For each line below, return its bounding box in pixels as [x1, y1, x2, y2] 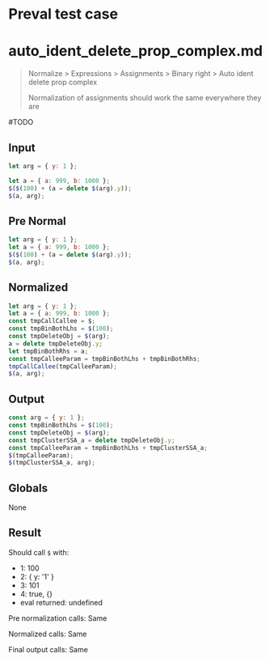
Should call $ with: [8, 547, 70, 557]
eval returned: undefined [19, 597, 103, 607]
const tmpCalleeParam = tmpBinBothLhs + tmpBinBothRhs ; [8, 354, 200, 363]
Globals [8, 481, 49, 494]
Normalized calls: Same [8, 629, 87, 639]
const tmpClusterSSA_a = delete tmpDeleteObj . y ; [8, 436, 175, 444]
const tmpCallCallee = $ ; [8, 317, 95, 325]
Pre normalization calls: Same [8, 613, 108, 623]
